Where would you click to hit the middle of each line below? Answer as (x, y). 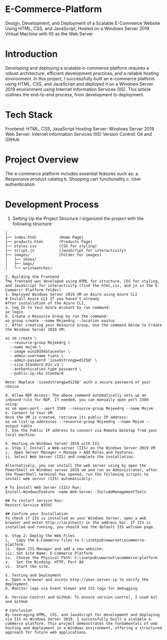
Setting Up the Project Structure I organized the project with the (78, 218)
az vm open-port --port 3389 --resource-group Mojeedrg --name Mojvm (79, 408)
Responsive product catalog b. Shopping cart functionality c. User (73, 179)
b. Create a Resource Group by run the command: (57, 316)
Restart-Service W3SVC (29, 505)
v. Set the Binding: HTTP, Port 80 (44, 562)
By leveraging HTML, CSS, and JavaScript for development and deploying (82, 615)
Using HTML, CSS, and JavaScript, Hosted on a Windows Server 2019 (77, 28)
